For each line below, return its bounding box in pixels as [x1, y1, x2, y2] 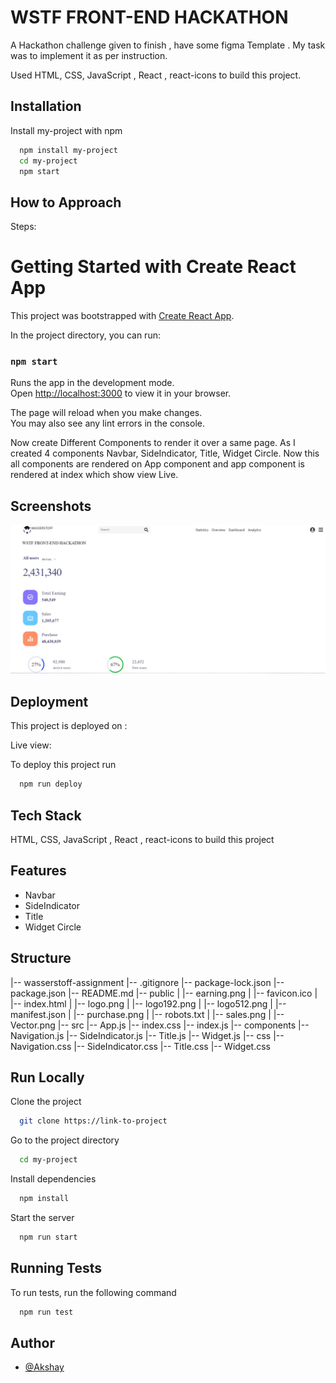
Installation [10, 98, 82, 115]
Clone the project [10, 1096, 82, 1108]
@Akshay [24, 1361, 65, 1373]
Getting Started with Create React [10, 256, 297, 278]
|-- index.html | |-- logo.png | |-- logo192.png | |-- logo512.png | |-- [10, 997, 287, 1010]
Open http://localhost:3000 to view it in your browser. [10, 387, 232, 400]
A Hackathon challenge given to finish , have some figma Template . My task [10, 39, 326, 51]
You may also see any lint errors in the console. [10, 417, 205, 430]
